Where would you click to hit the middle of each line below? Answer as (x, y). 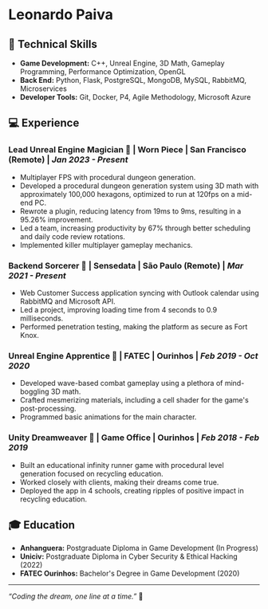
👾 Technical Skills (53, 44)
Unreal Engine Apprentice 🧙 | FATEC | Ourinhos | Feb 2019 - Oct (133, 356)
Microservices (43, 88)
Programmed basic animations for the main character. (108, 417)
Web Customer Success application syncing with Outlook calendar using (139, 293)
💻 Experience (44, 123)
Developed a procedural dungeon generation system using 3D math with (139, 186)
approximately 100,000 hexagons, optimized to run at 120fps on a (127, 194)
